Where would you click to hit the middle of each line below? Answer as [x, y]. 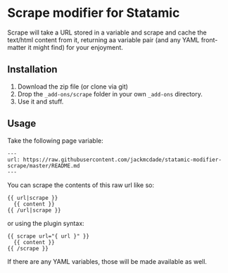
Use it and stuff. [40, 101]
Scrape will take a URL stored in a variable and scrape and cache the [107, 32]
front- [209, 39]
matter [17, 47]
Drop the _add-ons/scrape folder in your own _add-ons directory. [110, 94]
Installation [32, 69]
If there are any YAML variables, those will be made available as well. [107, 261]
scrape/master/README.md [44, 166]
